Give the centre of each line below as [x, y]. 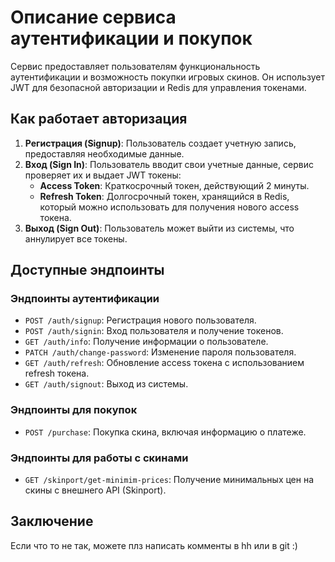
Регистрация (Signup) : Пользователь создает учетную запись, [160, 143]
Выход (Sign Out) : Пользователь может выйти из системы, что [159, 228]
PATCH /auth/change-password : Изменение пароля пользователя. [160, 352]
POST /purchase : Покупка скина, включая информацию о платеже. [165, 432]
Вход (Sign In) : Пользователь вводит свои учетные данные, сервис [169, 164]
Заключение [52, 521]
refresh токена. [57, 373]
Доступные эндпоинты [87, 270]
